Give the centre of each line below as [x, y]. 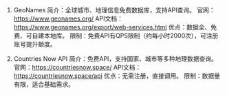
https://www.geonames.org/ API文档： [68, 18]
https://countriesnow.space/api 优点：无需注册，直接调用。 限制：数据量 [117, 76]
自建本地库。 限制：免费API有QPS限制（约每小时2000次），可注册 [125, 36]
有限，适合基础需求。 [44, 84]
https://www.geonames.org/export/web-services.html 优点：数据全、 [112, 27]
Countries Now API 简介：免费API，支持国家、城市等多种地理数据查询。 [116, 59]
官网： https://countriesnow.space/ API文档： [77, 67]
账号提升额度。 [35, 44]
